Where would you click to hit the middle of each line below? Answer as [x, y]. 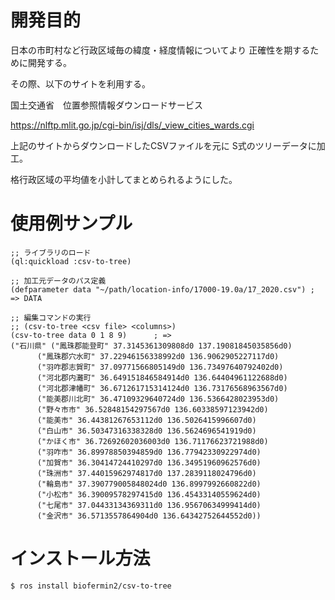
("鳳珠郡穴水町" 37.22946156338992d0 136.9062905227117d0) [158, 356]
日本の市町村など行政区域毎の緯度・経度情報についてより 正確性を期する [160, 50]
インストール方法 [80, 558]
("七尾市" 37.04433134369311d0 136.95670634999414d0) [149, 505]
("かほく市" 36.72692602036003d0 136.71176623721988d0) [152, 441]
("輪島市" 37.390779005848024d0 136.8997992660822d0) [149, 484]
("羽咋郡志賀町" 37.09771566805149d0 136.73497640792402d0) [160, 367]
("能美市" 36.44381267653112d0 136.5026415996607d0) [146, 420]
